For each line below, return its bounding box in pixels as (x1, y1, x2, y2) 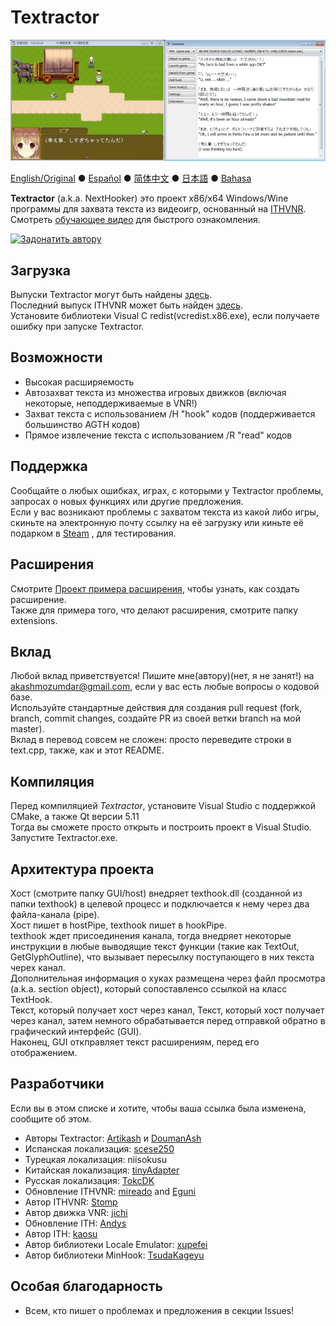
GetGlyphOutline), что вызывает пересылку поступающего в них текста (10, 951, 315, 963)
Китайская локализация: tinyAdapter (24, 1164, 180, 1176)
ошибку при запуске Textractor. (10, 321, 145, 333)
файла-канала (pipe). (10, 908, 100, 920)
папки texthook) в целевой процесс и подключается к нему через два (10, 897, 310, 910)
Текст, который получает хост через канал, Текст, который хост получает (10, 1004, 325, 1016)
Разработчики (10, 1076, 105, 1093)
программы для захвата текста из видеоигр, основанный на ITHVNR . (10, 203, 307, 215)
